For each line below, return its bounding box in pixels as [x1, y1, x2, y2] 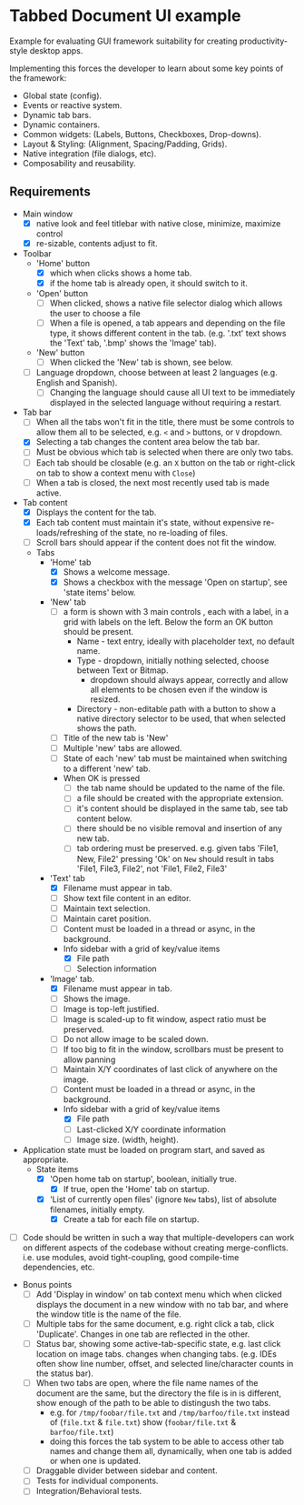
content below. [76, 813, 132, 824]
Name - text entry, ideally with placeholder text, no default [76, 636, 295, 647]
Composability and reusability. [22, 157, 136, 168]
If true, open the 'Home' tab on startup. [63, 1183, 211, 1194]
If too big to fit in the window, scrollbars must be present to [63, 1044, 284, 1055]
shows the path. [76, 723, 137, 733]
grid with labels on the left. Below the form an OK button [63, 617, 274, 627]
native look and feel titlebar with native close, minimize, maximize [35, 217, 281, 228]
